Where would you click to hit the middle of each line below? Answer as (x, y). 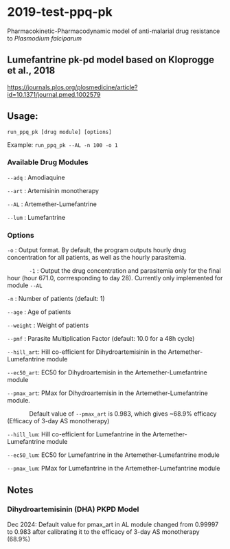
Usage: (23, 116)
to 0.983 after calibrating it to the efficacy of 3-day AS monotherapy (104, 531)
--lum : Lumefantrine (36, 217)
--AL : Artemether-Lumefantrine (52, 204)
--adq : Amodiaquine (36, 177)
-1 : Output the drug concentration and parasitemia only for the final (125, 271)
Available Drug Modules (48, 162)
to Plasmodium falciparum (45, 38)
